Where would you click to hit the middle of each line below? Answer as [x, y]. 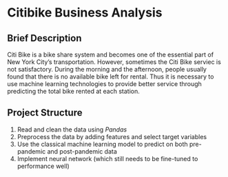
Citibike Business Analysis [85, 13]
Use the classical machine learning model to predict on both [102, 144]
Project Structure [45, 113]
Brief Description [44, 38]
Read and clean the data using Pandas [72, 129]
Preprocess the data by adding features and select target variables [112, 136]
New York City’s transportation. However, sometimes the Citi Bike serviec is [114, 62]
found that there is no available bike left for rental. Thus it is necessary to [111, 76]
